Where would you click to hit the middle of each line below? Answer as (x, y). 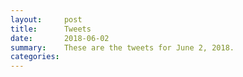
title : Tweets (51, 29)
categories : (35, 57)
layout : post (46, 19)
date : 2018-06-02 (60, 38)
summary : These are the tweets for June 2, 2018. (122, 47)
